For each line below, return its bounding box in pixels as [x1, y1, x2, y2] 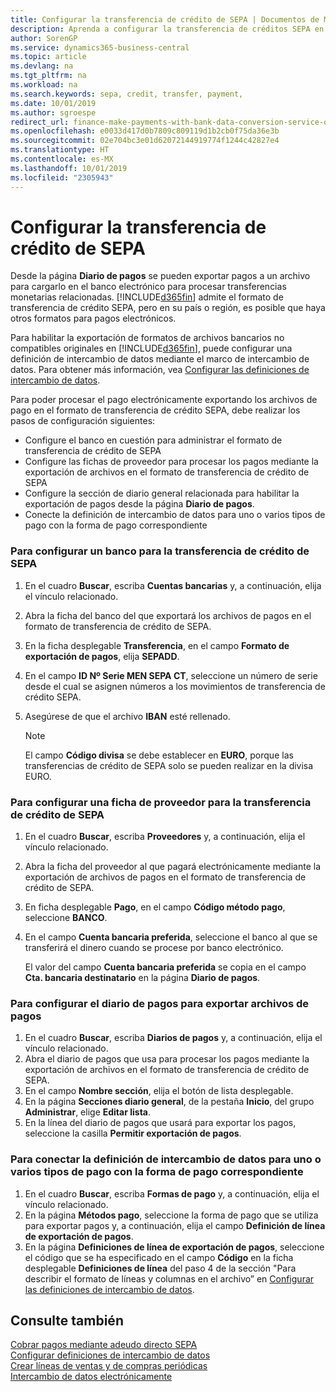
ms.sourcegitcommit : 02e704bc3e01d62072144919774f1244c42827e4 [10, 136, 280, 146]
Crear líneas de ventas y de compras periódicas [10, 1360, 208, 1372]
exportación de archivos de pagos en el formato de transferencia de [24, 871, 307, 883]
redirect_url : [10, 117, 70, 127]
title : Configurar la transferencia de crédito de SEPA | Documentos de [10, 14, 320, 25]
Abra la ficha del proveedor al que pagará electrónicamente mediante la [24, 861, 321, 873]
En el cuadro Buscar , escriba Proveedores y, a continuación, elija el [24, 831, 306, 843]
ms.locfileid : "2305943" [10, 172, 114, 183]
